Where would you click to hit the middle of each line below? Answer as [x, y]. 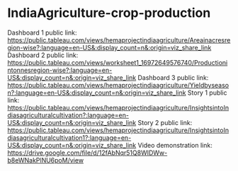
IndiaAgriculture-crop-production [109, 13]
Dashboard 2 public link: [43, 55]
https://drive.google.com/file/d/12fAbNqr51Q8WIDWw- [87, 153]
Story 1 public [208, 93]
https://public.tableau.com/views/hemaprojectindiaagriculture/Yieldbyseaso [118, 85]
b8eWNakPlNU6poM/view [45, 160]
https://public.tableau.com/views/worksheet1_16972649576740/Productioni [118, 62]
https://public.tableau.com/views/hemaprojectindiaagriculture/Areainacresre [119, 40]
